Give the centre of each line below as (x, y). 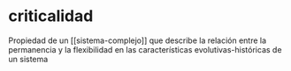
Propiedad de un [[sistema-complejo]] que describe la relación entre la (138, 40)
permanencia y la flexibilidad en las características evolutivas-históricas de (145, 49)
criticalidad (51, 16)
